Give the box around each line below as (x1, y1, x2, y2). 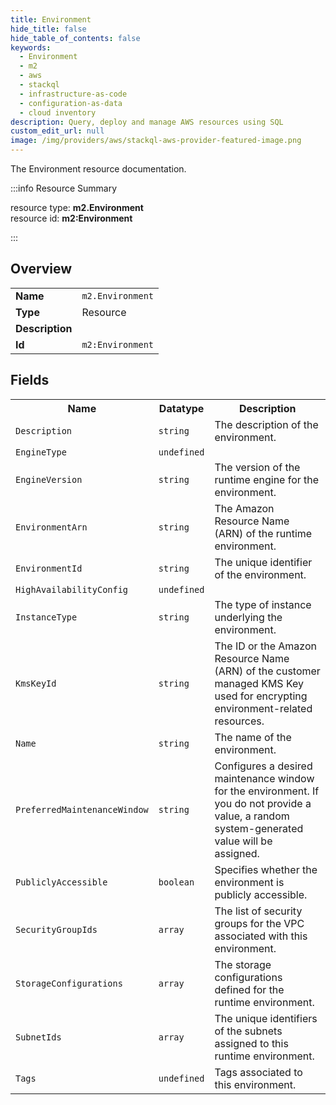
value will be (214, 834, 273, 848)
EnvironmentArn (15, 521, 88, 533)
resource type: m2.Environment (10, 202, 144, 213)
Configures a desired (214, 759, 313, 773)
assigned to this (214, 1036, 289, 1050)
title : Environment (10, 14, 92, 25)
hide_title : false (10, 24, 87, 34)
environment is (214, 875, 285, 889)
